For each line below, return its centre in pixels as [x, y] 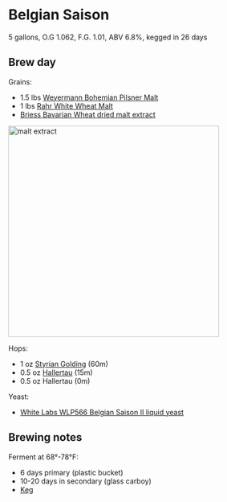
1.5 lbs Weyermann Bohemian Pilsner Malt [89, 97]
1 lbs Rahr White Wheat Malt [67, 105]
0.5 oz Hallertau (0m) [55, 381]
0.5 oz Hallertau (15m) [57, 372]
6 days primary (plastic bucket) [71, 472]
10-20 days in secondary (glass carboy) [86, 481]
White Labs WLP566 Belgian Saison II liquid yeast [102, 412]
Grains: [20, 81]
